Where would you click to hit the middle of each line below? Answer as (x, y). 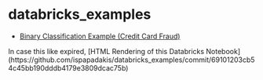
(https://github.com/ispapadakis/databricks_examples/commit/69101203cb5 (131, 60)
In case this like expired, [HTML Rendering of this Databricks (106, 51)
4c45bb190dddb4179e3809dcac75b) (68, 67)
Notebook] (223, 51)
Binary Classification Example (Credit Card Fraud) (100, 36)
